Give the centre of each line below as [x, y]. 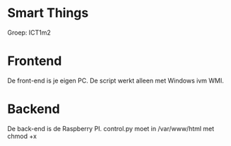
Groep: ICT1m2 [29, 32]
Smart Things [48, 13]
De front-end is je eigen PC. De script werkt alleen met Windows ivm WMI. [115, 80]
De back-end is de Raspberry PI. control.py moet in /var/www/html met [111, 128]
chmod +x [22, 136]
